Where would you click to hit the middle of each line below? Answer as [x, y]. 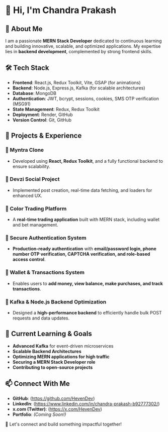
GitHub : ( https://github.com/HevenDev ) [54, 398]
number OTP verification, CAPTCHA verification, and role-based [81, 254]
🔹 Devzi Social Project [32, 179]
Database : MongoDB [34, 93]
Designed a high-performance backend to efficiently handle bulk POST [87, 312]
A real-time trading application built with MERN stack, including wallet [86, 220]
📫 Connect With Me [38, 384]
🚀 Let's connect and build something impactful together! [64, 424]
